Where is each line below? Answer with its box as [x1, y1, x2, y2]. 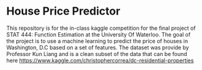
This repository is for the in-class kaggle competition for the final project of [6, 24, 196, 32]
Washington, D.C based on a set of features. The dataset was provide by [6, 44, 189, 51]
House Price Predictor [6, 4, 121, 18]
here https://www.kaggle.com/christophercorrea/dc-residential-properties [6, 57, 194, 64]
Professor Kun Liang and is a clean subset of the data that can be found [6, 50, 188, 57]
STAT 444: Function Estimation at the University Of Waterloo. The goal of [6, 30, 191, 38]
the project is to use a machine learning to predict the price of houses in [6, 37, 189, 44]
